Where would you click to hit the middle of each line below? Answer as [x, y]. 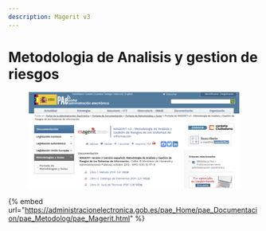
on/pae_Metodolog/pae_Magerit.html [69, 218]
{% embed [26, 201]
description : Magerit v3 [49, 17]
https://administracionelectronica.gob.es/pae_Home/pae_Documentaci [141, 209]
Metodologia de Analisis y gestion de [133, 57]
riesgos [34, 74]
